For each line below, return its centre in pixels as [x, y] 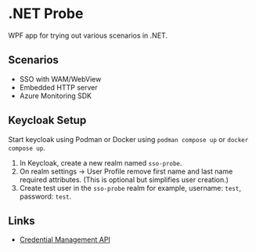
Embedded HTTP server [58, 87]
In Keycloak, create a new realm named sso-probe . [101, 163]
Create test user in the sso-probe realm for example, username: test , [130, 188]
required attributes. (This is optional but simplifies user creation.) [124, 179]
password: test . [45, 196]
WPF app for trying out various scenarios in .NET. [88, 35]
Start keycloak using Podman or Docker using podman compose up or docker [128, 139]
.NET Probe [46, 14]
